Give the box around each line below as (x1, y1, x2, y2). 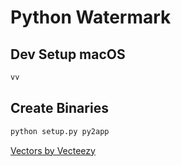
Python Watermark (10, 6, 172, 29)
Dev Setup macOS (10, 46, 126, 63)
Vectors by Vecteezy (10, 144, 96, 156)
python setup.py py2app (10, 126, 110, 136)
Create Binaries (10, 100, 109, 117)
